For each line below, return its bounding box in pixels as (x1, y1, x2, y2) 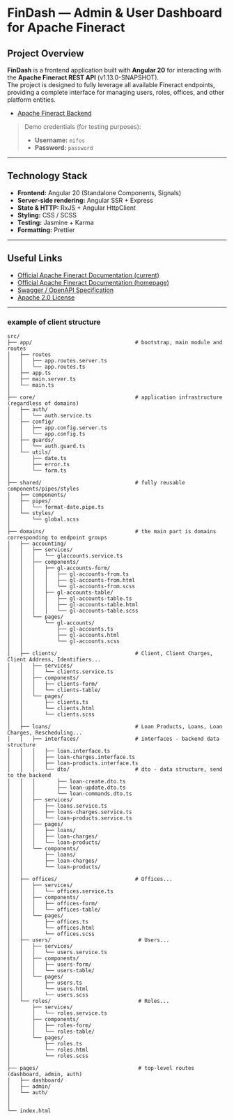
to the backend (7, 772, 52, 778)
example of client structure (7, 317, 101, 327)
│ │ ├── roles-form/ (7, 1022, 92, 1029)
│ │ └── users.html (7, 985, 89, 992)
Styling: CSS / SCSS (17, 210, 77, 219)
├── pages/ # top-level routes (7, 1064, 195, 1071)
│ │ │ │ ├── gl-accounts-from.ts (7, 570, 130, 578)
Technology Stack (7, 170, 88, 182)
